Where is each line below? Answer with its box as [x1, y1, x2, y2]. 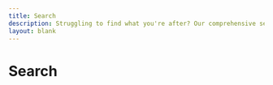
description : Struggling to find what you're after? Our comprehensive [8, 19, 256, 28]
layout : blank [8, 27, 57, 35]
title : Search [8, 11, 57, 20]
